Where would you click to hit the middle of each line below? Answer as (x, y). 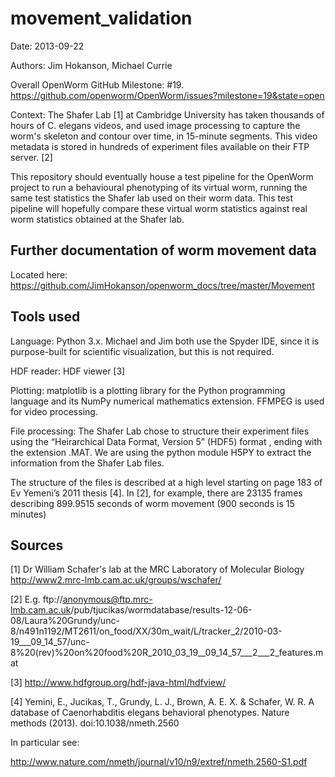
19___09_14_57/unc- (50, 642)
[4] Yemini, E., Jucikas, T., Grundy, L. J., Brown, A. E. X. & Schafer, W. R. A (162, 702)
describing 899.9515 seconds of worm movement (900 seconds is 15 (152, 503)
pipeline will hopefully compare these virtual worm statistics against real (159, 208)
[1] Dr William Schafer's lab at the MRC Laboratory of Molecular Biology (157, 569)
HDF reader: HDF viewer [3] (68, 371)
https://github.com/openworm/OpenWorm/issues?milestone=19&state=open (167, 95)
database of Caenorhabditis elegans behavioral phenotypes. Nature (150, 713)
